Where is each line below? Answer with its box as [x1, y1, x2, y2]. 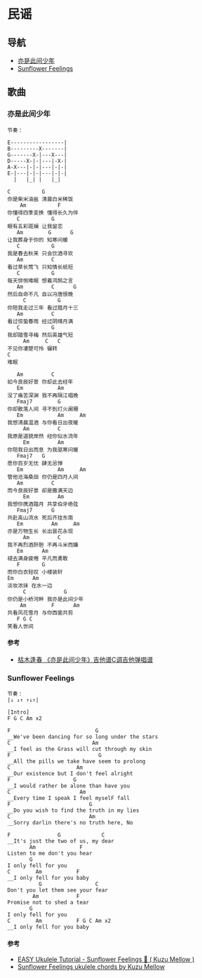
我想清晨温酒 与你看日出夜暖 [7, 419, 79, 426]
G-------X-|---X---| [7, 151, 68, 158]
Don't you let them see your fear [7, 887, 109, 894]
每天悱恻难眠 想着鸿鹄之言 [7, 277, 74, 284]
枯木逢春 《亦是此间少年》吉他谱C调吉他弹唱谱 [17, 655, 153, 663]
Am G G [16, 229, 74, 236]
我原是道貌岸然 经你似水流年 [7, 433, 79, 440]
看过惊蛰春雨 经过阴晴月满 [7, 318, 74, 325]
